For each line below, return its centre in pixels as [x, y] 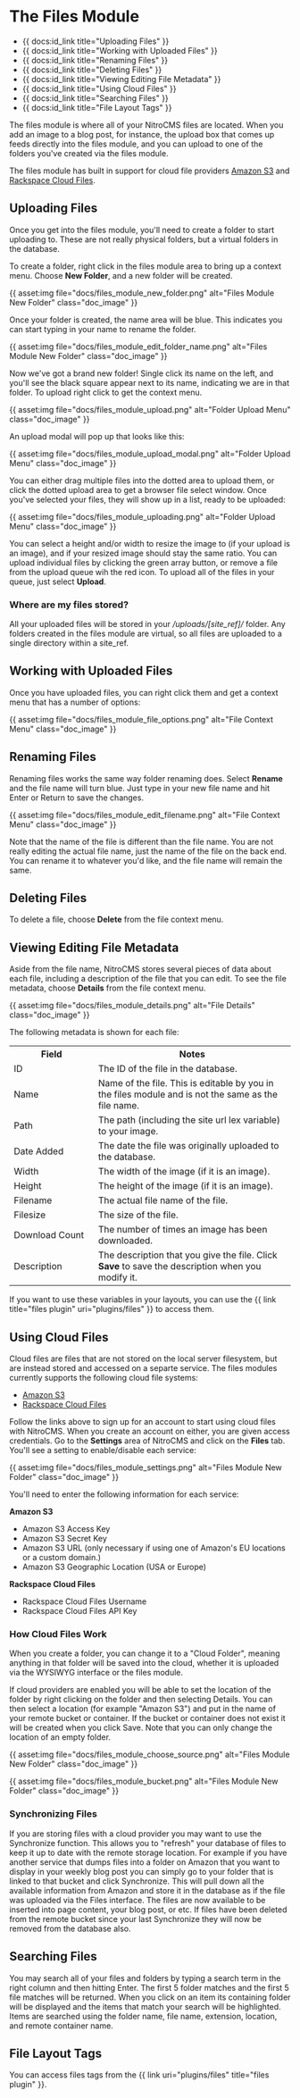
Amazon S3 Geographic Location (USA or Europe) [114, 1567]
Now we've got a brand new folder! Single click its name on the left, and [142, 373]
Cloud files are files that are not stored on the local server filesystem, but [143, 1358]
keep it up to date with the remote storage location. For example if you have [148, 1852]
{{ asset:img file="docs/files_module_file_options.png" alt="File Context [142, 719]
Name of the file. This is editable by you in [186, 1083]
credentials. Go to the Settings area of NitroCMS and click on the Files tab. [147, 1441]
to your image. [128, 1132]
